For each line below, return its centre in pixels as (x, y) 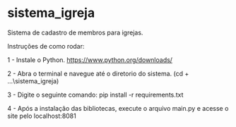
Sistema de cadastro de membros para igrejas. (75, 32)
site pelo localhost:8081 (42, 116)
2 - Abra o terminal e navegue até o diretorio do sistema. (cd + (98, 73)
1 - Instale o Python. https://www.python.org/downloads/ (90, 60)
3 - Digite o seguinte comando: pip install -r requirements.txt (95, 95)
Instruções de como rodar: (46, 46)
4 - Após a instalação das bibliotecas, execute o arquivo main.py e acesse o (118, 108)
